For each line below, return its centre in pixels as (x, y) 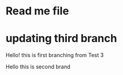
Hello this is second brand (38, 67)
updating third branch (61, 39)
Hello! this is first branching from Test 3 (55, 55)
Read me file (37, 11)
